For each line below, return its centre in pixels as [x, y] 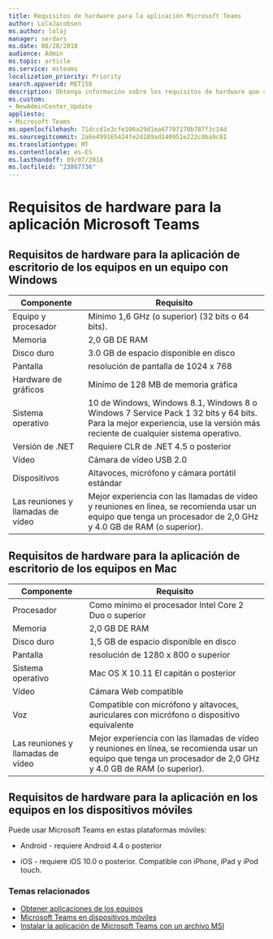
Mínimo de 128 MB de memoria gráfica [163, 385]
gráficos [28, 389]
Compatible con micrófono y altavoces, [164, 704]
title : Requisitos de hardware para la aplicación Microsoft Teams [125, 16]
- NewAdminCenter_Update [50, 107]
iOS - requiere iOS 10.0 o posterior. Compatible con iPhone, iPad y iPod [139, 861]
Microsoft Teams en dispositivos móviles [88, 917]
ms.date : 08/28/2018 [43, 46]
